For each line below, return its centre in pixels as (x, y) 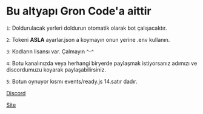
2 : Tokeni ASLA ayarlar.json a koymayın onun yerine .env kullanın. (88, 39)
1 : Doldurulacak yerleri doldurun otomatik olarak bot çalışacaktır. (87, 28)
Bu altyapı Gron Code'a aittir (79, 11)
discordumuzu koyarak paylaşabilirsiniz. (56, 69)
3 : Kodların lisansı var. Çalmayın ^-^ (50, 51)
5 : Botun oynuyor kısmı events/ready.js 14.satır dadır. (72, 81)
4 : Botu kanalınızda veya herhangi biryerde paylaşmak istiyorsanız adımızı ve (102, 63)
